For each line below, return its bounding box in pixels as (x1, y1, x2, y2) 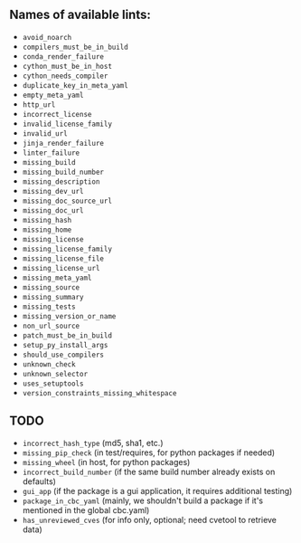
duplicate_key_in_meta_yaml (22, 81, 128, 90)
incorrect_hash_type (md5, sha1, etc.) (22, 437, 164, 448)
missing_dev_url (22, 186, 84, 195)
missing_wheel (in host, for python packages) (22, 456, 191, 467)
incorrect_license (22, 110, 92, 119)
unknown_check (22, 359, 76, 369)
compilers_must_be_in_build (22, 43, 128, 52)
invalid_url (22, 129, 68, 138)
